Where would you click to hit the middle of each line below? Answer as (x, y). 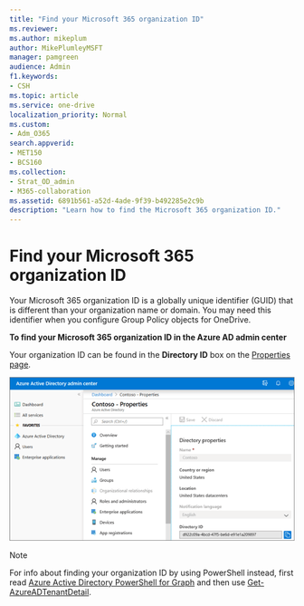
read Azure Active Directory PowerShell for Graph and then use (128, 582)
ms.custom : (30, 124)
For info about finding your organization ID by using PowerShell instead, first (152, 573)
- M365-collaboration (50, 191)
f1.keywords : (34, 77)
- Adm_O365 (30, 134)
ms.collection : (38, 172)
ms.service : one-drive (52, 105)
